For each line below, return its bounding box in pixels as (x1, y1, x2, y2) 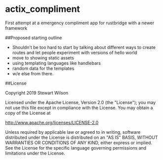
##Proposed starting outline (5, 35, 62, 41)
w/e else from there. (12, 70, 54, 76)
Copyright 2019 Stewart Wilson (5, 90, 68, 96)
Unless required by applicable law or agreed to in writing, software (5, 129, 141, 135)
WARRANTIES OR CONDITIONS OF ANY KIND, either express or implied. (5, 140, 152, 146)
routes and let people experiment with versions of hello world (12, 50, 137, 55)
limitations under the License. (5, 150, 65, 156)
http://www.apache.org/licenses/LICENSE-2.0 (5, 119, 99, 125)
